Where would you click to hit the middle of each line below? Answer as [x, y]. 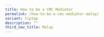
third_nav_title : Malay [29, 27]
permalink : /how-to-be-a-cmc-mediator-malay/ [52, 14]
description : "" [21, 23]
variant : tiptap [21, 18]
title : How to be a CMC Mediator [39, 9]
